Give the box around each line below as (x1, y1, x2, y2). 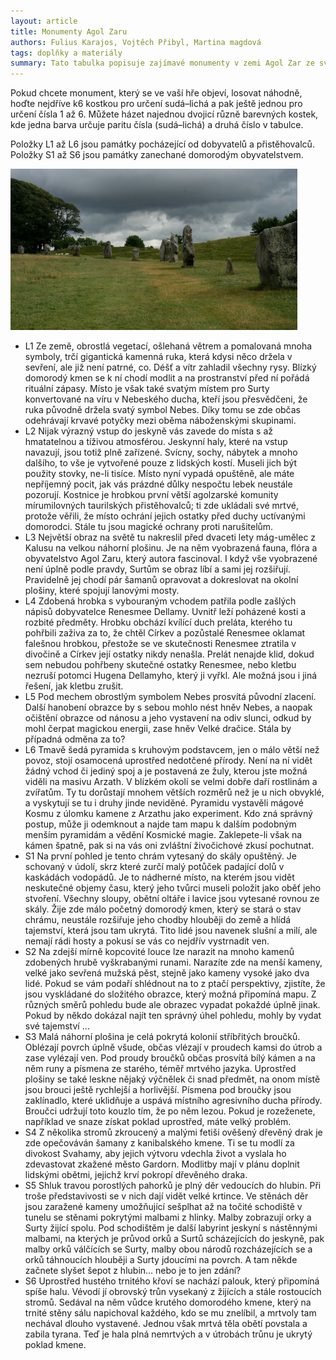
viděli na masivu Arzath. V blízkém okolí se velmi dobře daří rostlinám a (24, 776, 318, 788)
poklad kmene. (24, 1339, 87, 1351)
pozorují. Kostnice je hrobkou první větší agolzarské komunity (24, 489, 279, 501)
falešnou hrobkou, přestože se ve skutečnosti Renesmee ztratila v (24, 638, 297, 650)
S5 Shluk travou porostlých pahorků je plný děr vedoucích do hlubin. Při (24, 1180, 322, 1192)
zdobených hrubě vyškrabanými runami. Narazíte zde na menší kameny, (24, 956, 323, 969)
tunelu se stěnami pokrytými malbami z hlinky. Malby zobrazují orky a (24, 1211, 312, 1224)
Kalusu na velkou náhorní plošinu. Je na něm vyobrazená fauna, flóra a (24, 542, 318, 554)
